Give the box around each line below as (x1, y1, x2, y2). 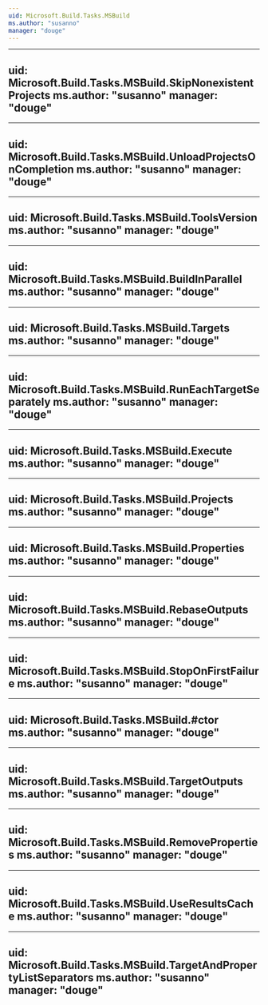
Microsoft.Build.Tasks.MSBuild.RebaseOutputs (8, 603, 249, 617)
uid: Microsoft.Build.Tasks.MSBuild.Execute (8, 444, 233, 458)
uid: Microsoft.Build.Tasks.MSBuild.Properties (8, 542, 245, 555)
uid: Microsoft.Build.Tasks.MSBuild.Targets (8, 321, 230, 336)
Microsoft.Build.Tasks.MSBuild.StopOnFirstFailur (8, 664, 259, 677)
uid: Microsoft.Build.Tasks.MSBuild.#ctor (8, 713, 219, 727)
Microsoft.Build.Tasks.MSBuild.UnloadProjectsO (8, 149, 256, 164)
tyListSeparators (8, 971, 94, 984)
